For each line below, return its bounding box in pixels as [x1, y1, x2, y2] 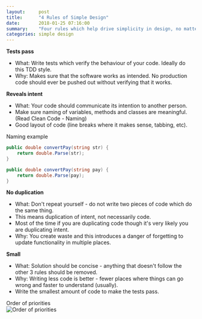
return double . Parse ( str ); [17, 150, 85, 156]
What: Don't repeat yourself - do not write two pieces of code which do [14, 200, 192, 208]
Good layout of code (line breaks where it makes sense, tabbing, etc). [14, 121, 188, 128]
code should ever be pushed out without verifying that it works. [14, 79, 173, 86]
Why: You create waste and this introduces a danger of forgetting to [14, 233, 183, 240]
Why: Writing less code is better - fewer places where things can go [14, 275, 184, 282]
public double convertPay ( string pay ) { [6, 166, 109, 172]
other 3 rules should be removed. [14, 269, 98, 276]
